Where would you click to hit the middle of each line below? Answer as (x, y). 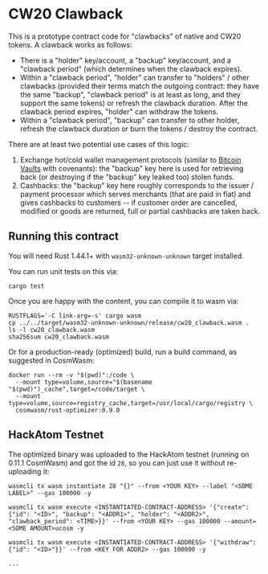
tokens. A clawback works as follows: (70, 44)
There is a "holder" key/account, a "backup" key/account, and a (125, 60)
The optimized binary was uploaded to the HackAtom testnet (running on (129, 454)
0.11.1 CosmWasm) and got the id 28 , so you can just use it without (117, 462)
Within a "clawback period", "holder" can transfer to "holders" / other (134, 77)
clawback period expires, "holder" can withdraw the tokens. (119, 111)
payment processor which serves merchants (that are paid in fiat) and (135, 194)
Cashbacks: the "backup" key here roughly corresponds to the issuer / (137, 185)
